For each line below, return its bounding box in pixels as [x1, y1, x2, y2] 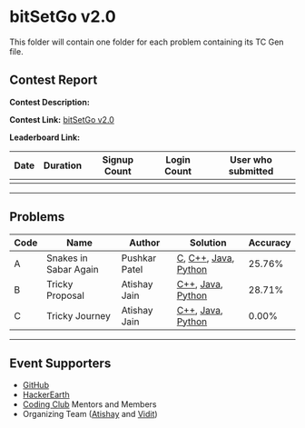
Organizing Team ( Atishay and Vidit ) [22, 409, 158, 420]
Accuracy [248, 236, 291, 249]
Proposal [46, 289, 84, 302]
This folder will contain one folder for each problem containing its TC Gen [9, 36, 284, 47]
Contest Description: [9, 96, 91, 107]
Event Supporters [9, 355, 112, 371]
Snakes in [46, 252, 88, 264]
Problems [9, 209, 65, 224]
